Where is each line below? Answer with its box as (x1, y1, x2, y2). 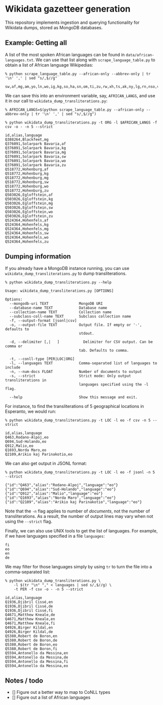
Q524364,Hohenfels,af (5, 218, 49, 223)
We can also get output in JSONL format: (5, 460, 87, 466)
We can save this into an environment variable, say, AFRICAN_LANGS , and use (5, 92, 155, 98)
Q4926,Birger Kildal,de (5, 629, 53, 634)
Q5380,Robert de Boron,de (5, 638, 57, 643)
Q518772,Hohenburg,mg (5, 175, 49, 180)
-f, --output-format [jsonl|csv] (9, 318, 77, 323)
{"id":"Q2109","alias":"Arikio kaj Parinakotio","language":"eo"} (5, 499, 142, 504)
